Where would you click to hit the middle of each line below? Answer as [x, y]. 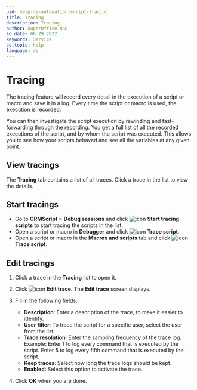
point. [13, 146]
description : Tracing [33, 23]
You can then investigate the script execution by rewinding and [84, 121]
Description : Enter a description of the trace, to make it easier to [103, 312]
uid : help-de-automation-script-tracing [57, 12]
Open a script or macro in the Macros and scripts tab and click [93, 238]
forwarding [20, 127]
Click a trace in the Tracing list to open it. [66, 278]
